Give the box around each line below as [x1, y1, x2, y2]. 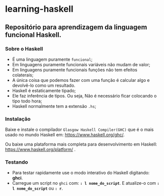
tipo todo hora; [12, 98, 43, 104]
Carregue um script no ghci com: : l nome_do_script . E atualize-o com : [12, 180, 160, 186]
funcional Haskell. [5, 30, 62, 39]
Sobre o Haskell [5, 45, 43, 52]
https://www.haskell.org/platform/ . [5, 147, 76, 152]
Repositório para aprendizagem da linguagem [5, 23, 147, 31]
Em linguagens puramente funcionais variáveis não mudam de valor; [12, 61, 150, 67]
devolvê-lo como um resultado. [12, 82, 76, 88]
